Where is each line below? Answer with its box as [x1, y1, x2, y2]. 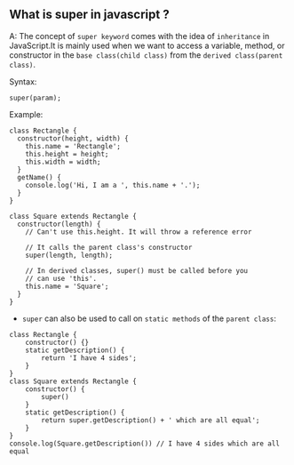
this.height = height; [25, 149, 109, 158]
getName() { [17, 172, 62, 181]
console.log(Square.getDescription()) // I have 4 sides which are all [9, 439, 280, 448]
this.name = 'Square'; [25, 282, 109, 291]
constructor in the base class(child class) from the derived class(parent [9, 49, 283, 60]
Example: [9, 108, 44, 119]
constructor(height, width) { [17, 133, 129, 143]
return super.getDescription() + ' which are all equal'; [41, 415, 260, 425]
